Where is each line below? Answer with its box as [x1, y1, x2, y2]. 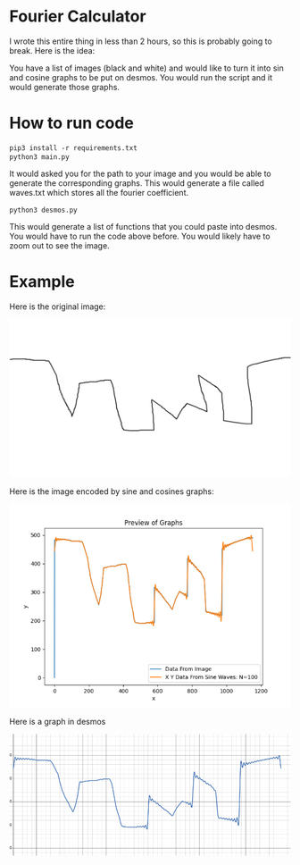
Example [9, 272, 75, 292]
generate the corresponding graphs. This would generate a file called [9, 177, 265, 189]
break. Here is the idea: [9, 45, 96, 55]
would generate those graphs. [9, 81, 121, 92]
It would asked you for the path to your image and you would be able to [9, 168, 271, 179]
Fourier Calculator [9, 6, 146, 27]
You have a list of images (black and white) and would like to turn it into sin [9, 63, 284, 73]
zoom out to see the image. [9, 239, 110, 251]
